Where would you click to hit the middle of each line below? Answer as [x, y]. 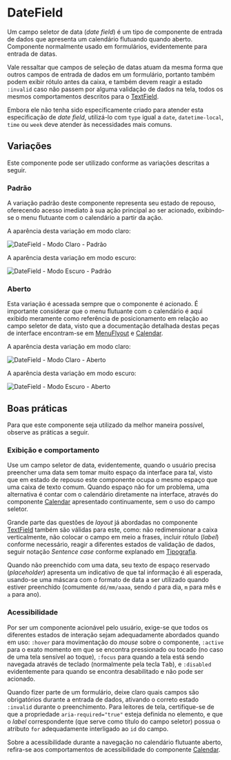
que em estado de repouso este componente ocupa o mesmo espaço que [112, 480]
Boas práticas [37, 408]
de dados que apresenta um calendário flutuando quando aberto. [100, 39]
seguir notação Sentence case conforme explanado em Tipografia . [102, 552]
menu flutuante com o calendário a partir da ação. [92, 218]
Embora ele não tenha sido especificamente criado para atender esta [105, 110]
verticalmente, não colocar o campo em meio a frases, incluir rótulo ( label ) [113, 537]
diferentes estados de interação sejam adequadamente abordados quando [113, 634]
